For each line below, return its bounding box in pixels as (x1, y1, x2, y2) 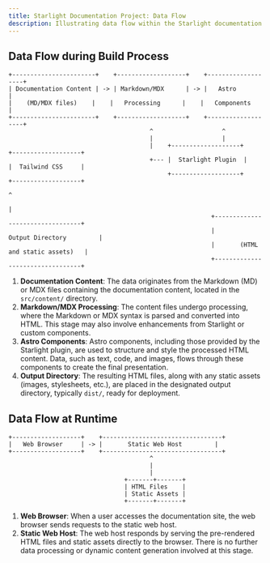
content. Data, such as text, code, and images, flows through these (19, 354, 244, 364)
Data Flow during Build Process (8, 49, 170, 63)
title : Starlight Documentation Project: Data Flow (8, 11, 186, 20)
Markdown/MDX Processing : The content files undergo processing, (19, 302, 249, 312)
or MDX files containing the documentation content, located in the (19, 285, 240, 295)
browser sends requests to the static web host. (19, 520, 177, 530)
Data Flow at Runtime (8, 412, 118, 425)
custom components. (19, 328, 91, 338)
